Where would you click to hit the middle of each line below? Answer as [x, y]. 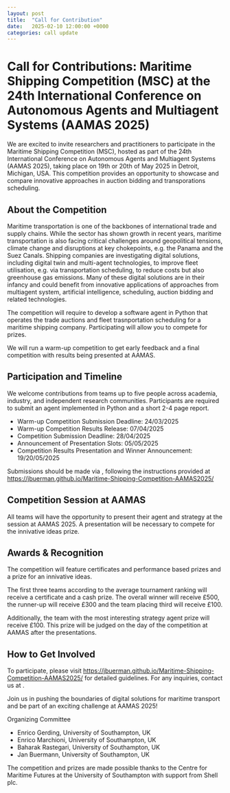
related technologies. [37, 299]
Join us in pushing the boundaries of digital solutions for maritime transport [114, 699]
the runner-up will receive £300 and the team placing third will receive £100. [115, 605]
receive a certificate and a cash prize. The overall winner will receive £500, [113, 597]
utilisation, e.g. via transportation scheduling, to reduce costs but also [106, 270]
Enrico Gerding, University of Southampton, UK [84, 732]
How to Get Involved [51, 654]
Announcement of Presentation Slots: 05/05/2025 [88, 443]
